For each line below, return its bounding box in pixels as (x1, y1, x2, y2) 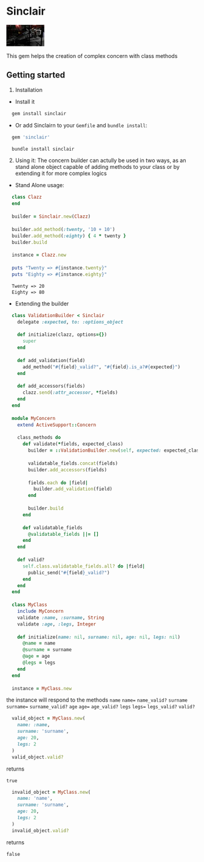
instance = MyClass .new (12, 685, 72, 691)
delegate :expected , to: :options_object (17, 319, 123, 325)
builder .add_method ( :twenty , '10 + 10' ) (12, 226, 115, 232)
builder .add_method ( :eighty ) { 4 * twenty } (12, 233, 126, 239)
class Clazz (12, 194, 42, 201)
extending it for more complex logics (15, 169, 107, 177)
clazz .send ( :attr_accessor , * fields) (22, 390, 118, 396)
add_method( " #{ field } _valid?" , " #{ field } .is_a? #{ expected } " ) (22, 364, 181, 370)
